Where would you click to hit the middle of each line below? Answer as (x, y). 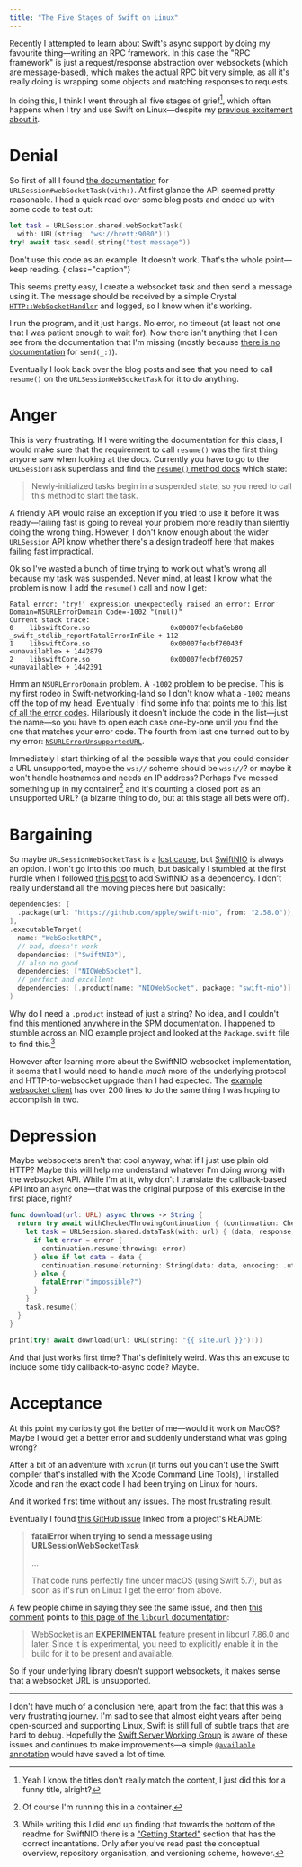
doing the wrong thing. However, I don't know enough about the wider (139, 532)
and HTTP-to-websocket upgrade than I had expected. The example (136, 1080)
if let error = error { (78, 1240)
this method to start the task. (84, 495)
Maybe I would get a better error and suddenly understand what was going (148, 1437)
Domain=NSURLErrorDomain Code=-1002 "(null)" (96, 612)
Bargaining (51, 835)
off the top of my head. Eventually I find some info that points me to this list (148, 703)
